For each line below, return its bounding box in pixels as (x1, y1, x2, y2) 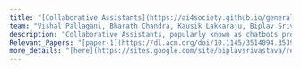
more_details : (9, 47, 63, 56)
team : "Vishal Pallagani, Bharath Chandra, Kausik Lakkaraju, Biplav (9, 22, 275, 30)
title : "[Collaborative (9, 13, 99, 22)
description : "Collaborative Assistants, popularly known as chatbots (9, 30, 279, 39)
